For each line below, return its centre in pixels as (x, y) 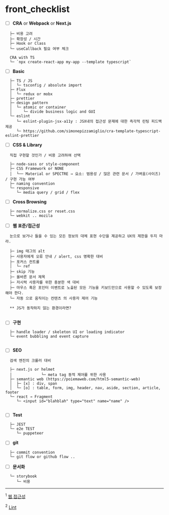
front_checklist (37, 9)
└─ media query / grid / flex (48, 193)
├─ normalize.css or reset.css (43, 211)
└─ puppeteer (30, 434)
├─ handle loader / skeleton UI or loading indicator (67, 332)
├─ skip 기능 (22, 272)
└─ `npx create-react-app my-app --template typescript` (71, 62)
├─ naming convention (32, 184)
